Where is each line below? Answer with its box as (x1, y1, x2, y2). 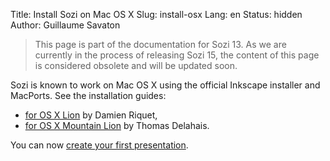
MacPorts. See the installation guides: (10, 90, 167, 101)
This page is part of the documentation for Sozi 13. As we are (34, 39, 287, 50)
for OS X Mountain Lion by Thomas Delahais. (24, 120, 210, 131)
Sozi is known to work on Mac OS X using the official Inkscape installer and (10, 79, 321, 91)
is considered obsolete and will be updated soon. (34, 60, 238, 71)
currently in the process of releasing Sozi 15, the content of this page (34, 49, 320, 61)
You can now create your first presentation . (10, 139, 189, 151)
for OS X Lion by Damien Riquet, (24, 109, 158, 121)
